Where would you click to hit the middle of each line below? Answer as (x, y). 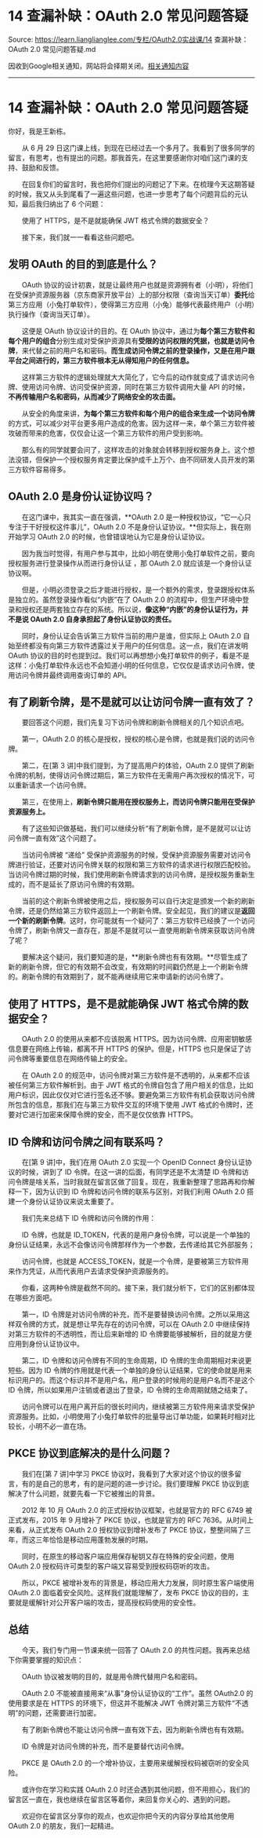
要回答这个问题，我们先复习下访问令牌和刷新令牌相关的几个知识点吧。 (135, 723)
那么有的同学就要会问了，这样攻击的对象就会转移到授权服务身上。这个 (135, 449)
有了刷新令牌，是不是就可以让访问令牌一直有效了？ (131, 702)
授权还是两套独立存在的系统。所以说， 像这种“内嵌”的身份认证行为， (132, 609)
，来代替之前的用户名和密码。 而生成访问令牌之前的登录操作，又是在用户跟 (135, 350)
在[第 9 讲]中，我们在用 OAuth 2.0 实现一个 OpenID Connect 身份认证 (133, 1162)
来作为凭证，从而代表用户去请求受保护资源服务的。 (90, 1271)
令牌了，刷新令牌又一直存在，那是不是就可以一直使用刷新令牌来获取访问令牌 (131, 931)
